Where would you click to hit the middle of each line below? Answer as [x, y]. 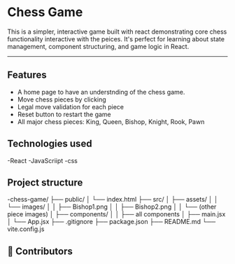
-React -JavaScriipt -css [43, 160]
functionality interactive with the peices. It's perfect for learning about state [116, 39]
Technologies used [50, 144]
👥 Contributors [40, 251]
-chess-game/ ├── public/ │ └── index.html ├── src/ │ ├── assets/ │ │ [113, 200]
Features [27, 75]
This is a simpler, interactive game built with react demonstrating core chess [117, 32]
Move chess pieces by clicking [62, 99]
